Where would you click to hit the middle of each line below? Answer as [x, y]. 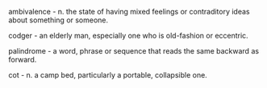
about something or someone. [58, 20]
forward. [23, 60]
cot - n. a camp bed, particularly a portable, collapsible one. [108, 75]
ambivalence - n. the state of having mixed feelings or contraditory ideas [129, 12]
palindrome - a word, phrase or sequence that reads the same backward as [134, 51]
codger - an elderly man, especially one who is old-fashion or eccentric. [128, 36]
